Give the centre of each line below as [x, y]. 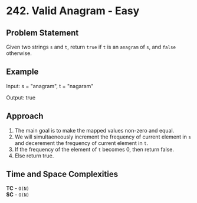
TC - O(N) [18, 188]
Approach [25, 116]
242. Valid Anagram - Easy [73, 11]
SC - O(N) [18, 195]
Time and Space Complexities [62, 174]
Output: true [21, 97]
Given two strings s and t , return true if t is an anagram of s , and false [91, 47]
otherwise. [19, 53]
